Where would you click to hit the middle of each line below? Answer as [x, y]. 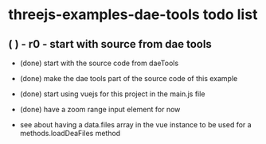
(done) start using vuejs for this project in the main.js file [112, 94]
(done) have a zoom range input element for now [100, 109]
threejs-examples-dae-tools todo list [133, 15]
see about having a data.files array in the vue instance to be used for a [136, 125]
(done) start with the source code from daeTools [99, 63]
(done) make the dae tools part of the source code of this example [129, 78]
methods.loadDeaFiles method [70, 133]
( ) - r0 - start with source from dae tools [110, 44]
